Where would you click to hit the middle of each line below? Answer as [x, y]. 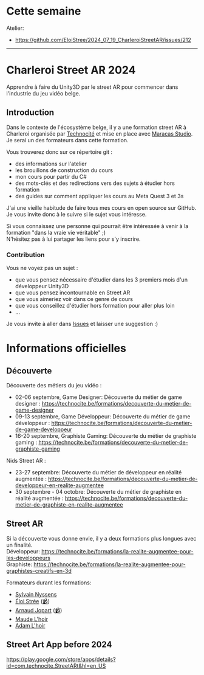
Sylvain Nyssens [36, 594]
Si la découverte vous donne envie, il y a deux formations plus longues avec [101, 538]
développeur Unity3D [42, 286]
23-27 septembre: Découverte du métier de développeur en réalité [98, 472]
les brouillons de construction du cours [64, 170]
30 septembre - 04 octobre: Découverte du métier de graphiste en [98, 491]
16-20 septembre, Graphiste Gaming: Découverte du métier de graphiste [106, 435]
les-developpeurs [28, 558]
